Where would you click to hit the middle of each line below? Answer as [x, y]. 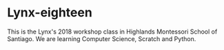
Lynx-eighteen [50, 13]
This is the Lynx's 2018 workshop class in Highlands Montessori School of [112, 32]
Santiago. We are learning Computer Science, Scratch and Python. [102, 38]
